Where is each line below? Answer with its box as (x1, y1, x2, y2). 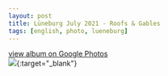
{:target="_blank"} (16, 58, 78, 69)
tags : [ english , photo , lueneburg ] (8, 27, 128, 35)
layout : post (8, 11, 52, 20)
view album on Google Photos (8, 49, 108, 59)
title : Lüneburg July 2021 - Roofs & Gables (8, 19, 161, 27)
